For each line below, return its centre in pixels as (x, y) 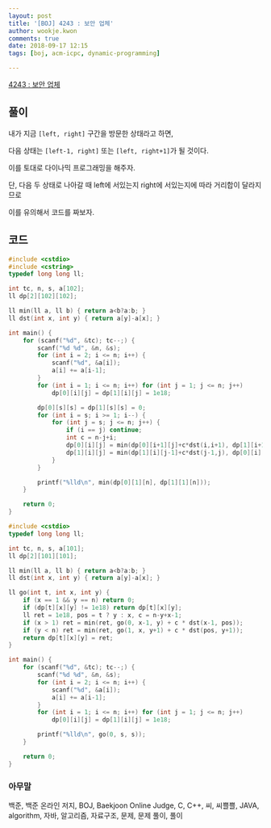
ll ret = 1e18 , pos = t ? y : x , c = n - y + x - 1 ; (102, 615)
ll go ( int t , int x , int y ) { (59, 593)
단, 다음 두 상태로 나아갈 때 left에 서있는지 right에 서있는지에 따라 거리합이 (124, 185)
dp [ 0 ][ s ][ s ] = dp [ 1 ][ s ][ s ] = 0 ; (92, 408)
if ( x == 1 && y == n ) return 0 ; (79, 600)
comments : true (34, 38)
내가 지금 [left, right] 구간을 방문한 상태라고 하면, (91, 133)
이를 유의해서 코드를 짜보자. (52, 212)
